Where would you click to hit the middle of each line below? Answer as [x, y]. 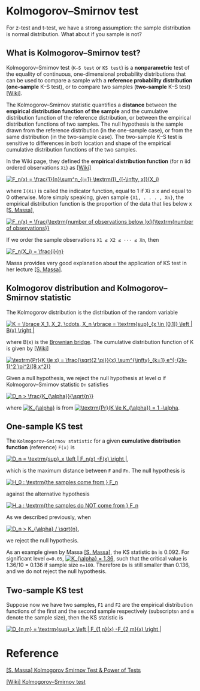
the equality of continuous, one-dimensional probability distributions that [96, 74]
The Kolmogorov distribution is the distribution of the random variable [92, 312]
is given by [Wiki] [28, 348]
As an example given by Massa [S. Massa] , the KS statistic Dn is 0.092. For [98, 552]
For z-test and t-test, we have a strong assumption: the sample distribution [98, 28]
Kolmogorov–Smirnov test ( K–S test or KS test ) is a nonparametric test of [98, 67]
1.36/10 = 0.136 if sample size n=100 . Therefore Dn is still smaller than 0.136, [98, 565]
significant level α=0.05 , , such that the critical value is [97, 559]
